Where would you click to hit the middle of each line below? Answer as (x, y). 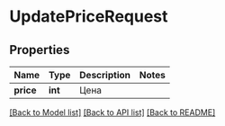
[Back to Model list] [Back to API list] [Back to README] (112, 112)
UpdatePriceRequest (89, 17)
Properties (40, 50)
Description (105, 75)
